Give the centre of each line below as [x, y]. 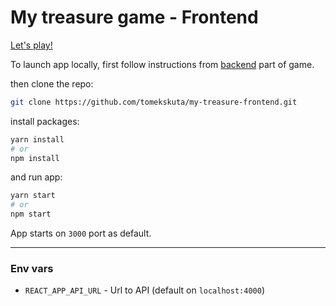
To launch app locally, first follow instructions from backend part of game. [162, 64]
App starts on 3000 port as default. [81, 233]
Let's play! [31, 45]
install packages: [45, 121]
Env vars [32, 268]
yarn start [33, 196]
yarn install [37, 139]
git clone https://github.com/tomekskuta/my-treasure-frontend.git [154, 102]
